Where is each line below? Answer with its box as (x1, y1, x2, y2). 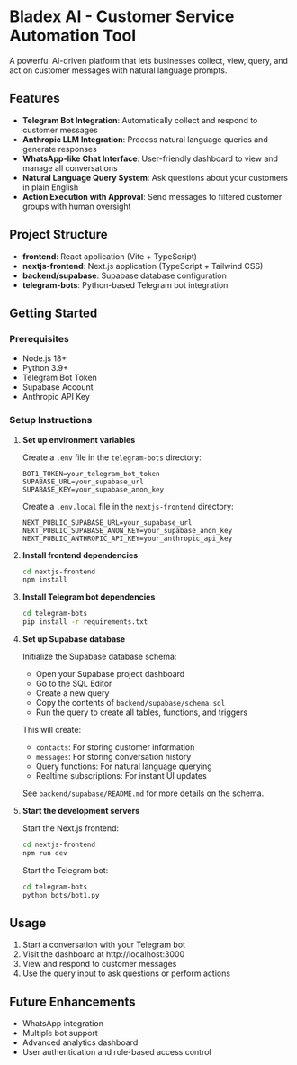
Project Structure (9, 227, 108, 242)
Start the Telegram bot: (22, 864, 109, 875)
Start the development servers (22, 806, 140, 817)
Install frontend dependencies (22, 549, 139, 560)
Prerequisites (9, 332, 69, 345)
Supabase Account (22, 382, 94, 393)
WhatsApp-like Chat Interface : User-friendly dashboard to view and (22, 153, 279, 164)
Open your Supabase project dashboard (35, 669, 185, 680)
